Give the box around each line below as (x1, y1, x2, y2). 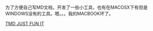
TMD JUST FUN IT (5, 20, 44, 26)
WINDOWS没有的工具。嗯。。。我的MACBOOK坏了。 (5, 10, 113, 16)
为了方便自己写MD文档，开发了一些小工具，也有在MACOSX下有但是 (5, 4, 148, 10)
